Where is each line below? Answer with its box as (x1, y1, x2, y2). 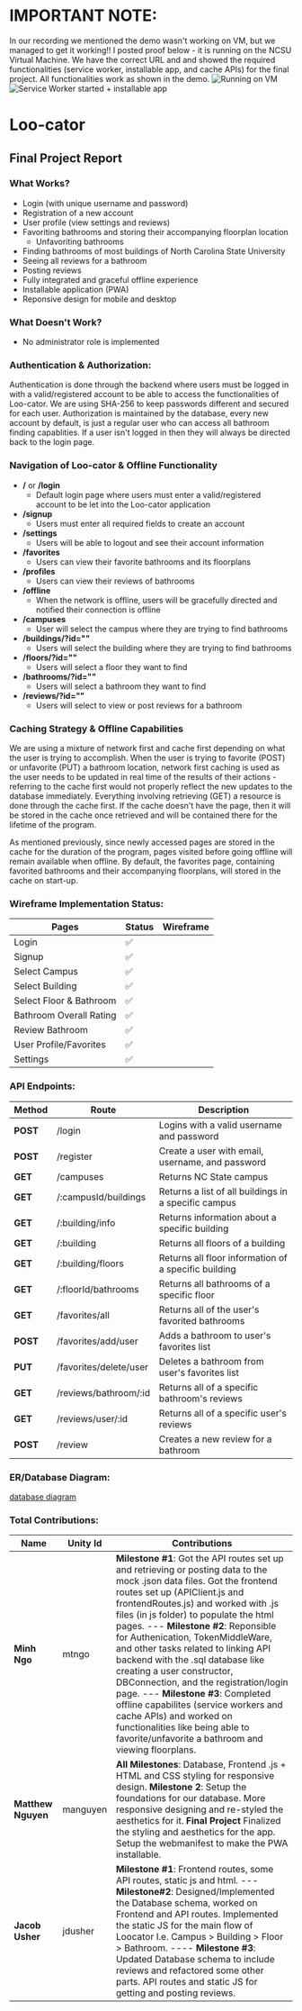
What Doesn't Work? (9, 316, 102, 329)
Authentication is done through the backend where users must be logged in (9, 379, 289, 390)
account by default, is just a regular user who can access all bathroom (9, 418, 270, 429)
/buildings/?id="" (22, 632, 91, 644)
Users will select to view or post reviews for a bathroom (35, 700, 243, 711)
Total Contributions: (9, 1514, 99, 1526)
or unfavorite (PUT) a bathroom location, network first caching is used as (9, 762, 280, 773)
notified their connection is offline (35, 604, 161, 615)
